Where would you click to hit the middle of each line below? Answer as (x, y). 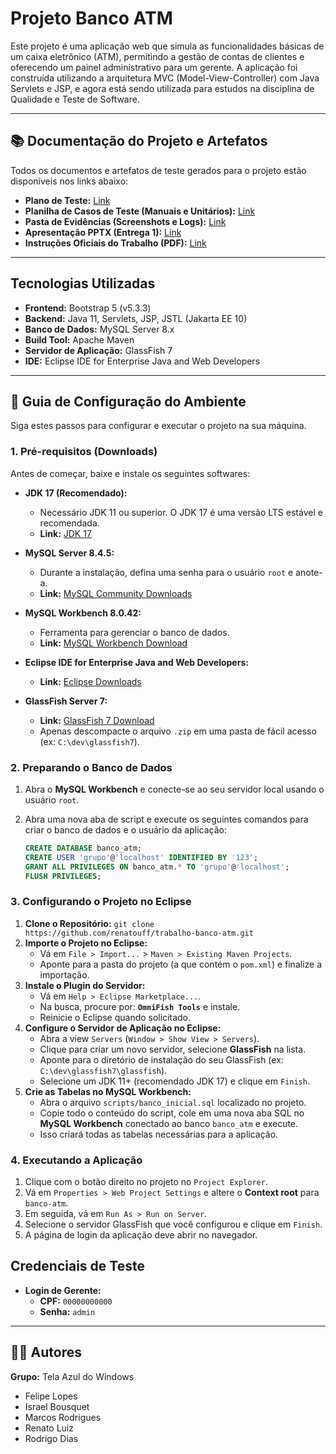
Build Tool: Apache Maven (79, 339)
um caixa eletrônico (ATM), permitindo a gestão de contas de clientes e (157, 56)
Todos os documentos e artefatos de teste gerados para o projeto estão (158, 170)
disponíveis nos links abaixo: (69, 181)
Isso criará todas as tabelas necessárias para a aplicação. (159, 1134)
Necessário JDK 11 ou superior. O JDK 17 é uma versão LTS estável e (181, 512)
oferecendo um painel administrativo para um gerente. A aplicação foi (154, 67)
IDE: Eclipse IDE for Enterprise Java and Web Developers (142, 361)
